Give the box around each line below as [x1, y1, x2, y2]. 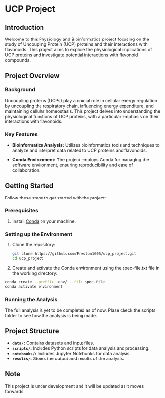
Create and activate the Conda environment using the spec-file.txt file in [12, 265, 160, 271]
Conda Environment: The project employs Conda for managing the [12, 157, 150, 162]
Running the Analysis [5, 296, 58, 303]
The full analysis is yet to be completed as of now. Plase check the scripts [5, 307, 156, 313]
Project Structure [5, 327, 59, 335]
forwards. [5, 388, 25, 394]
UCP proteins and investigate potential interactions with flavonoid [5, 52, 138, 58]
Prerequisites [5, 207, 38, 214]
